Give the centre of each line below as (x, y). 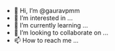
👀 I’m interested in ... (43, 18)
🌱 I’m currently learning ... (51, 25)
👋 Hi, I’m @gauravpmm (47, 11)
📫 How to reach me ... (46, 40)
